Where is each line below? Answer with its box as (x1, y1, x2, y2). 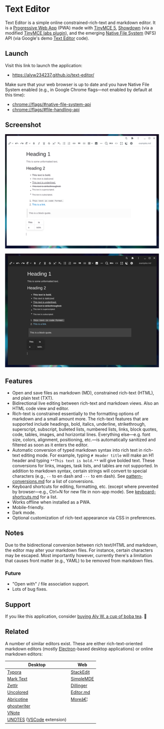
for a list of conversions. (45, 479, 94, 485)
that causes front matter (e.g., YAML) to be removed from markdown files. (5, 558, 154, 563)
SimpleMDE (70, 676, 94, 681)
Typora (7, 669, 22, 675)
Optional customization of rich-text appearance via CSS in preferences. (12, 515, 156, 521)
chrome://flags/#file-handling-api (12, 106, 80, 112)
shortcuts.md (12, 494, 39, 500)
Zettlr (7, 682, 18, 689)
